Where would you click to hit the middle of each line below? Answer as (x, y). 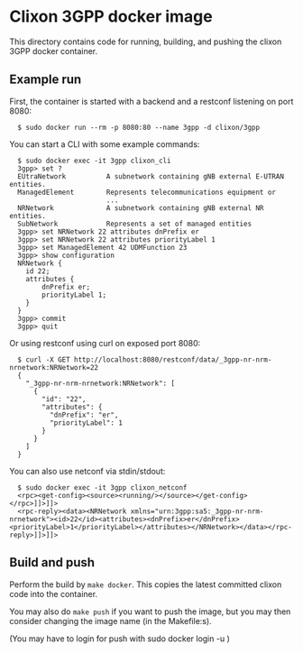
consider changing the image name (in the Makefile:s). (110, 621)
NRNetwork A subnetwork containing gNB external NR (141, 208)
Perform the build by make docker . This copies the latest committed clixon (146, 584)
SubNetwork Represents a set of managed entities (135, 224)
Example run (46, 80)
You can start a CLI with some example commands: (105, 144)
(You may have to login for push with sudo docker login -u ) (119, 639)
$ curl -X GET (44, 359)
